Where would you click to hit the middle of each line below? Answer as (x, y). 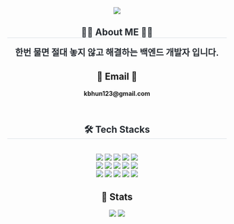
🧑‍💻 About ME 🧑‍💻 (117, 32)
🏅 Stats (117, 197)
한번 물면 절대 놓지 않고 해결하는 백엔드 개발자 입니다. (117, 53)
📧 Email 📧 (117, 77)
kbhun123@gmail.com (117, 93)
